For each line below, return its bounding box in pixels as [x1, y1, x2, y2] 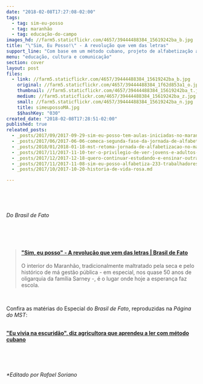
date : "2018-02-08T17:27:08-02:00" [6, 8, 96, 15]
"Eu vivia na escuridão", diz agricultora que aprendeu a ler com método [6, 330, 189, 337]
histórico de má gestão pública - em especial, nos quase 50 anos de [21, 268, 192, 276]
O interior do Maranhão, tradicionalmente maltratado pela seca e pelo [21, 262, 195, 270]
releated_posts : [6, 127, 47, 133]
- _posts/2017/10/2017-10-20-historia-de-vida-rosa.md [11, 166, 153, 172]
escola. [21, 282, 40, 289]
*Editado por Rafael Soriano [6, 371, 77, 379]
